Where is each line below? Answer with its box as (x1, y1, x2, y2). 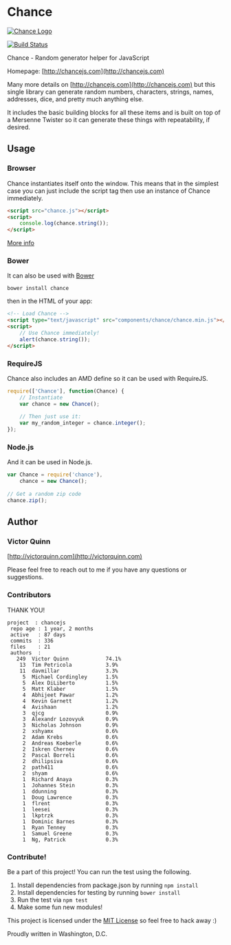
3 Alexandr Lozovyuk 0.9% (22, 716, 118, 723)
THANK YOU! (7, 605, 45, 614)
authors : (10, 649, 41, 656)
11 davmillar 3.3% (19, 667, 118, 674)
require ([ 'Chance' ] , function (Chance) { (7, 387, 125, 395)
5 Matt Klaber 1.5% (22, 685, 118, 692)
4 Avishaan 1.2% (22, 703, 118, 710)
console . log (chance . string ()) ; (19, 220, 109, 227)
